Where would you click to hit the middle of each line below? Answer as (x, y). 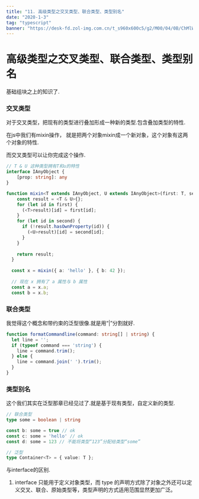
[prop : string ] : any (42, 177)
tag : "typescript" (29, 23)
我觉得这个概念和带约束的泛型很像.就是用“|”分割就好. (70, 323)
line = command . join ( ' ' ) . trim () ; (59, 362)
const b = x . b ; (30, 293)
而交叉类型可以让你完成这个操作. (46, 155)
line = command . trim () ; (46, 351)
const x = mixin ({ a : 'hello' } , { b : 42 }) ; (69, 271)
